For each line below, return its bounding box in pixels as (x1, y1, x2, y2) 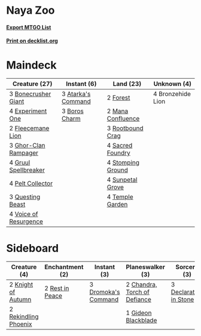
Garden (106, 201, 128, 209)
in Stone (170, 295, 194, 304)
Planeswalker (125, 263, 166, 272)
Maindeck (6, 58, 57, 72)
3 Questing (9, 193, 41, 201)
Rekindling (9, 313, 39, 321)
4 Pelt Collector (9, 180, 53, 188)
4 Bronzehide (153, 90, 191, 98)
